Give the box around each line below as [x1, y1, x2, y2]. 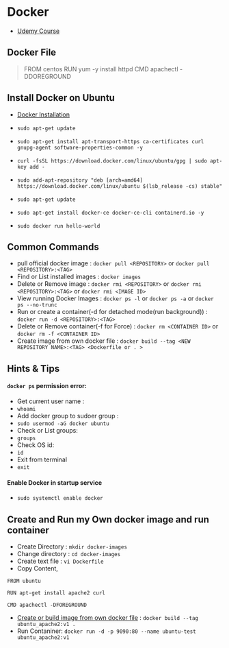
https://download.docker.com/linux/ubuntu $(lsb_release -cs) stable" [16, 182, 223, 189]
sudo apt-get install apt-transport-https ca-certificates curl [16, 138, 204, 145]
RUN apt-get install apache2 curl [7, 589, 106, 597]
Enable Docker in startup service [7, 478, 103, 487]
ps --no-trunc [16, 302, 57, 309]
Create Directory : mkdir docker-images [16, 542, 128, 551]
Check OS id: [16, 440, 55, 449]
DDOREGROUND [23, 72, 72, 80]
